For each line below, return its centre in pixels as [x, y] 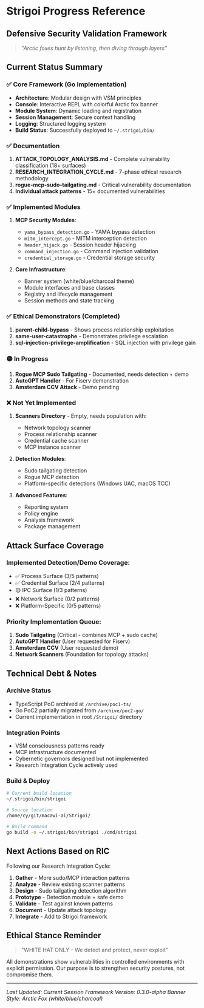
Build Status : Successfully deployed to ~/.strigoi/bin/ [85, 130]
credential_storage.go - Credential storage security [90, 258]
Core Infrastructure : [41, 270]
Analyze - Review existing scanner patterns [70, 884]
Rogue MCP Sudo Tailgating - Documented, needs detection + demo [102, 374]
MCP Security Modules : [46, 220]
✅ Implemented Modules [43, 206]
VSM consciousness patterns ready [60, 746]
